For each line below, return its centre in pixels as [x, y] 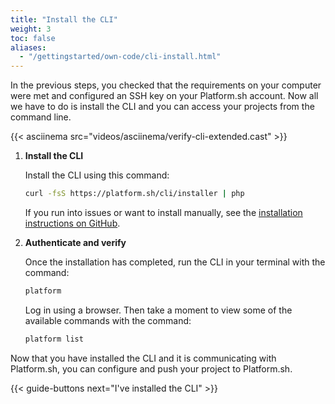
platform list [54, 339]
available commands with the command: [108, 320]
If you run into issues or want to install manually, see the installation [163, 212]
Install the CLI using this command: [97, 175]
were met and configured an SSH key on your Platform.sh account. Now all [164, 96]
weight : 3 [31, 29]
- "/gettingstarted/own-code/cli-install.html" [120, 57]
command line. [41, 117]
